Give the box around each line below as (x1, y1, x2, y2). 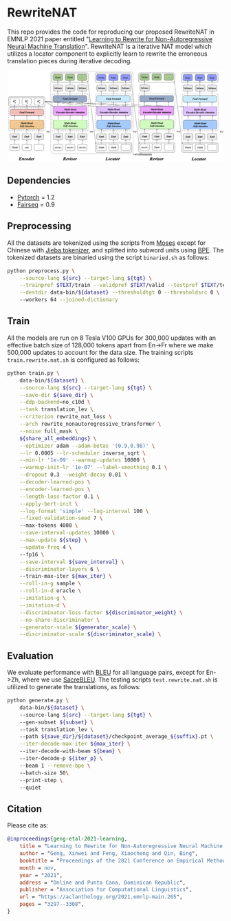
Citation (7, 803, 43, 814)
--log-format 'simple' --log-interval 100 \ (19, 508, 149, 514)
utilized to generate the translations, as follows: (7, 683, 141, 691)
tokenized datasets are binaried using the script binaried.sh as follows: (7, 253, 210, 261)
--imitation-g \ (19, 595, 67, 602)
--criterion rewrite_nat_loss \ (19, 413, 112, 420)
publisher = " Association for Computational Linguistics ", (19, 886, 192, 893)
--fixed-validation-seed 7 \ (19, 514, 103, 522)
